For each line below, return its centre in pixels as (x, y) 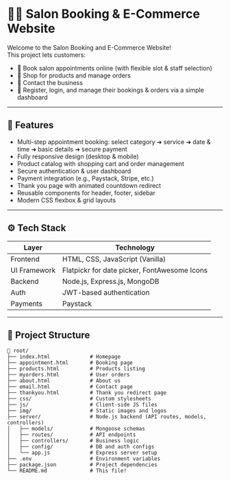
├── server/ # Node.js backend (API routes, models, (107, 417)
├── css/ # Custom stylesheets (79, 399)
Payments (27, 303)
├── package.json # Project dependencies (82, 465)
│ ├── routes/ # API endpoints (72, 435)
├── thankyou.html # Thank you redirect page (87, 393)
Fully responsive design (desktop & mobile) (78, 156)
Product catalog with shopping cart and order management (101, 163)
